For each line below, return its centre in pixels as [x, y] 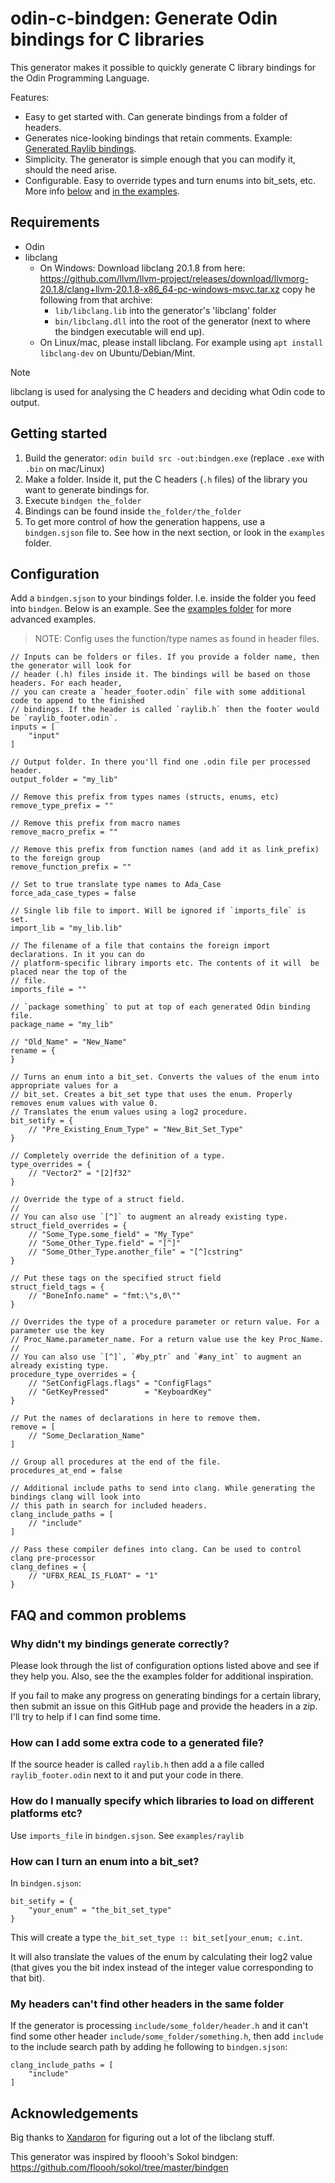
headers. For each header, [66, 683]
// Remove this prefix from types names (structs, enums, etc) [145, 797]
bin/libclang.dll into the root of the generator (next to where [182, 321]
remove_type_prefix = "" [62, 806]
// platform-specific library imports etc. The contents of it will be [165, 963]
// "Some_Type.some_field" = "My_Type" [111, 1235]
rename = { [33, 1051]
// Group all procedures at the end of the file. [116, 1462]
